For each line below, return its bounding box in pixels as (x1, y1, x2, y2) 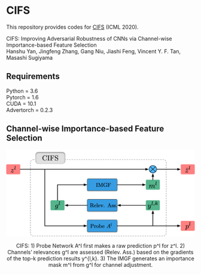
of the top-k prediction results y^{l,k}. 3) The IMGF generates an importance (7, 255, 194, 262)
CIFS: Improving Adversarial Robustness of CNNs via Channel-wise (6, 35, 172, 42)
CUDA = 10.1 (6, 100, 36, 107)
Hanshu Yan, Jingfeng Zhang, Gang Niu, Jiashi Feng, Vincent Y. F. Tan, (6, 47, 181, 54)
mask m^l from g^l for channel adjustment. (48, 261, 153, 269)
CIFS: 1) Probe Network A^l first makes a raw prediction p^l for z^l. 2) (16, 242, 185, 249)
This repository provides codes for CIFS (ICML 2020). (6, 23, 139, 31)
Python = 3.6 (6, 87, 38, 95)
